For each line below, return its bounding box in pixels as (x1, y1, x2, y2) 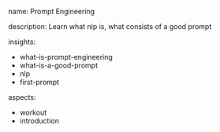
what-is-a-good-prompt (19, 60, 99, 70)
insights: (8, 37, 36, 46)
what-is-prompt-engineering (19, 53, 113, 61)
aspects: (8, 93, 36, 101)
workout (19, 108, 47, 117)
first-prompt (19, 78, 60, 86)
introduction (19, 116, 59, 125)
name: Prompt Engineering (8, 7, 95, 16)
